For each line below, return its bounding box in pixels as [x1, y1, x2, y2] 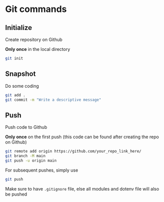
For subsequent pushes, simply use [5, 167, 78, 173]
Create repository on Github [5, 36, 63, 42]
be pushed [5, 191, 27, 197]
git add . [5, 92, 26, 98]
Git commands [5, 3, 67, 15]
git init [5, 56, 23, 61]
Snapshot [5, 70, 36, 78]
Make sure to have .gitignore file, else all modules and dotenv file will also [5, 186, 160, 192]
